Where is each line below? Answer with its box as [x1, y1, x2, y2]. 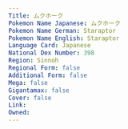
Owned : [8, 109, 30, 117]
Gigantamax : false [8, 86, 70, 95]
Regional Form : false [8, 64, 81, 72]
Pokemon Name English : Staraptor [8, 34, 120, 42]
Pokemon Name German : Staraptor [8, 26, 116, 34]
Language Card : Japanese [8, 42, 91, 50]
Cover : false [8, 94, 52, 102]
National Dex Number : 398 [8, 49, 94, 57]
